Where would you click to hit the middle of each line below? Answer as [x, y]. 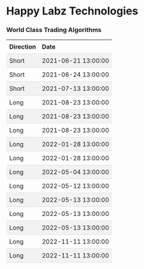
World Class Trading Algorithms [54, 30]
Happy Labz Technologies [72, 11]
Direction [22, 47]
